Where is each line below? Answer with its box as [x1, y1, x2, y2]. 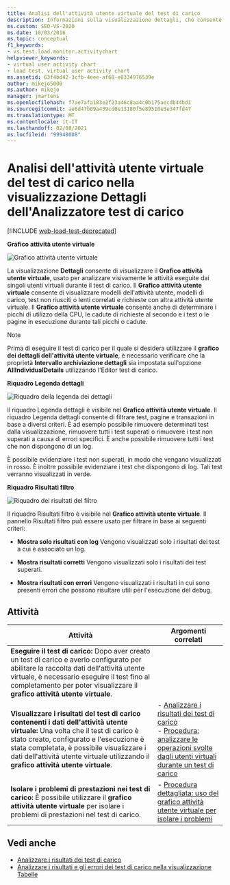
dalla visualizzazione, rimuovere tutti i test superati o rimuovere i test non [7, 427, 214, 436]
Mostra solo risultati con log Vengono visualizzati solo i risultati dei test [16, 538, 220, 546]
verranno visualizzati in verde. [7, 470, 92, 478]
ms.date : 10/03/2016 [7, 29, 66, 36]
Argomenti [170, 626, 207, 636]
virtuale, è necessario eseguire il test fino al [10, 672, 151, 682]
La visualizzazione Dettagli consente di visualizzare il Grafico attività [7, 266, 203, 275]
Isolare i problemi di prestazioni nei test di [10, 784, 151, 793]
